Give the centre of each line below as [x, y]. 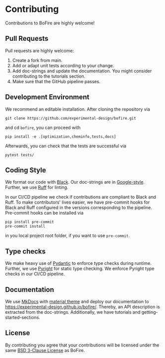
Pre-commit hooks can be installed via [44, 213]
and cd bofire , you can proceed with [43, 127]
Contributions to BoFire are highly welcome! [50, 23]
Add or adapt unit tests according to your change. [63, 65]
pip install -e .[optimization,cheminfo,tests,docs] [61, 136]
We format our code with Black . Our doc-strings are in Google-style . [75, 182]
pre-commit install [25, 227]
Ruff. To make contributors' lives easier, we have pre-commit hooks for [78, 202]
